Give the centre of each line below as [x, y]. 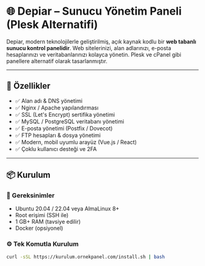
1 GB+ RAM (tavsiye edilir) [48, 222]
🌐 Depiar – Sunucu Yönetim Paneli [94, 11]
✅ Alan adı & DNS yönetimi [49, 101]
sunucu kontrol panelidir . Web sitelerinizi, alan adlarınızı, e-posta [89, 48]
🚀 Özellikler [28, 86]
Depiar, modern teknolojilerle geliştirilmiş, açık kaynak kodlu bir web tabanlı [101, 42]
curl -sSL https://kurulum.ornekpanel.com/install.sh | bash [86, 257]
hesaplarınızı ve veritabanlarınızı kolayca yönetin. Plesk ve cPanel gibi [94, 54]
